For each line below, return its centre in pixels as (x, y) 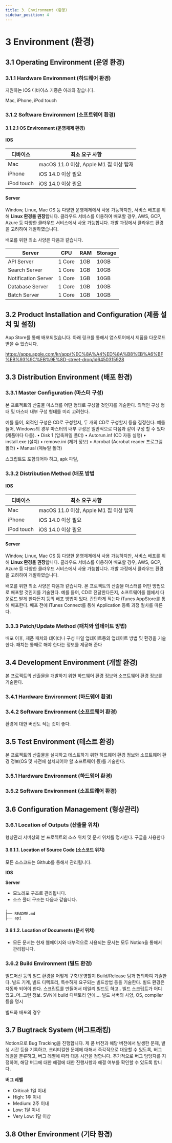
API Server (21, 262)
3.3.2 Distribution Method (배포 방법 (50, 474)
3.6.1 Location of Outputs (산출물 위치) (52, 825)
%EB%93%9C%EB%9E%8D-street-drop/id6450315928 (65, 360)
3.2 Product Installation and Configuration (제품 (82, 314)
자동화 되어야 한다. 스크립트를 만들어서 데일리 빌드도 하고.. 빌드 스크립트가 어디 (84, 989)
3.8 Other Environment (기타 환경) (59, 1134)
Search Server (25, 270)
